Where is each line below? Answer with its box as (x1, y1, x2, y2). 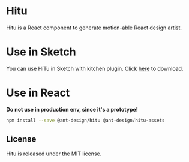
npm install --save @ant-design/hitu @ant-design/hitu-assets (6, 117, 165, 124)
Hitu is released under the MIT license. (6, 150, 102, 157)
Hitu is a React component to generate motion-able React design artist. (6, 24, 182, 31)
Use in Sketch (6, 45, 76, 59)
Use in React (6, 86, 70, 100)
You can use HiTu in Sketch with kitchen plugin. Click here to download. (6, 65, 184, 72)
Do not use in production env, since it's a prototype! (6, 106, 138, 113)
